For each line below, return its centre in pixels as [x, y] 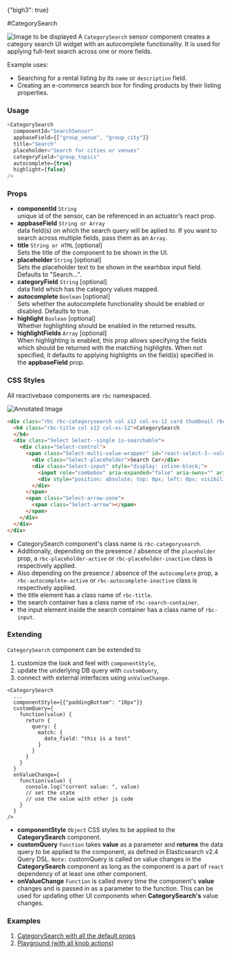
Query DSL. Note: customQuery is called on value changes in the [109, 859]
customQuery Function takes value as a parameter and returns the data [120, 844]
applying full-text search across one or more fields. [80, 51]
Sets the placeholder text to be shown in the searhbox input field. [110, 267]
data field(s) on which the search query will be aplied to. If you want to [117, 231]
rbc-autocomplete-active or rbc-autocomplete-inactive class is [107, 580]
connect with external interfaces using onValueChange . [93, 678]
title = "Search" [35, 144]
